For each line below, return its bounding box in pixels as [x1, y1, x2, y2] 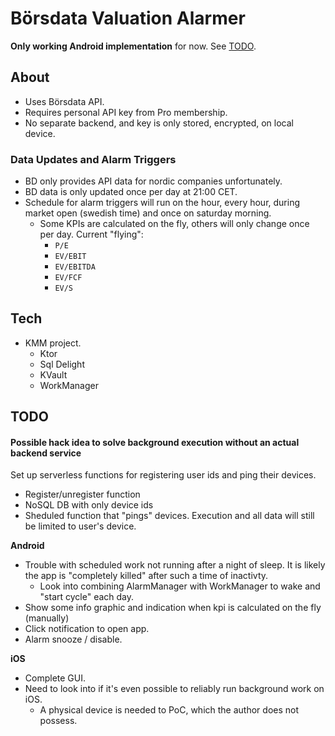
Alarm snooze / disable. [24, 633, 123, 646]
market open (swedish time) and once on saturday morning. [24, 207, 272, 219]
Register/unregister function [24, 488, 141, 501]
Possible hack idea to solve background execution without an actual [10, 436, 300, 448]
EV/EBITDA [54, 262, 96, 272]
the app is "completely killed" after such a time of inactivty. [24, 570, 269, 582]
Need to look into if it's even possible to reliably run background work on [24, 683, 325, 695]
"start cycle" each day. [39, 591, 135, 603]
